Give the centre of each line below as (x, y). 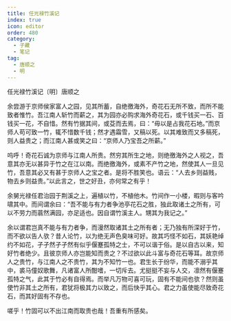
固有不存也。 (55, 296)
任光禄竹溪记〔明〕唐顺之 (43, 91)
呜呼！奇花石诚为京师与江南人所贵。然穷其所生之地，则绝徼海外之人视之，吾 (115, 155)
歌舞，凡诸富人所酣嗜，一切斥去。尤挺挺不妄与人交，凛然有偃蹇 (133, 270)
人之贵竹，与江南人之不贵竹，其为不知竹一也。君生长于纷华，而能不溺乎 (109, 261)
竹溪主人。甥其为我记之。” (151, 212)
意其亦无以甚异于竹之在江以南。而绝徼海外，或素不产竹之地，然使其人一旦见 (115, 164)
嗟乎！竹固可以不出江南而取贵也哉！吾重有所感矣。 (79, 311)
